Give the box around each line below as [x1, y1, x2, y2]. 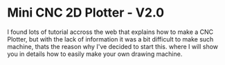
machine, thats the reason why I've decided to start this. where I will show [7, 42, 219, 50]
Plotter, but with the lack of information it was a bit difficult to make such [7, 35, 214, 43]
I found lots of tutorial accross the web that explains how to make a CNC [7, 28, 214, 36]
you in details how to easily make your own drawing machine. [7, 50, 183, 58]
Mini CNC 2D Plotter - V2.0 [7, 5, 165, 21]
